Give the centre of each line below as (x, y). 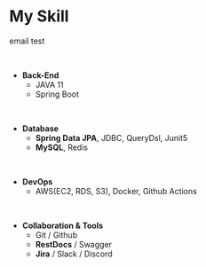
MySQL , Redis (62, 147)
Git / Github (56, 235)
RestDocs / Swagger (74, 244)
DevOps (37, 181)
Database (40, 128)
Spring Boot (57, 94)
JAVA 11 (49, 84)
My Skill (39, 16)
